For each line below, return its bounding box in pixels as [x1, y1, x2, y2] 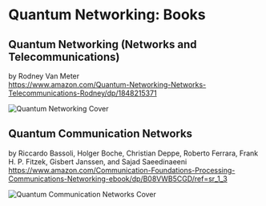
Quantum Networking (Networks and [8, 38, 197, 51]
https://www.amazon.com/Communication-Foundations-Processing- [8, 165, 236, 175]
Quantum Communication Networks [8, 127, 193, 141]
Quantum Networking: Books [8, 6, 206, 24]
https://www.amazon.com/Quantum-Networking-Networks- [8, 80, 207, 89]
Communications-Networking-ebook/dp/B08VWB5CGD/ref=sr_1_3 [8, 174, 228, 184]
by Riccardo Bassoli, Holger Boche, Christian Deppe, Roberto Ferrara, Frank [8, 148, 259, 158]
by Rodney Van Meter [8, 71, 80, 81]
